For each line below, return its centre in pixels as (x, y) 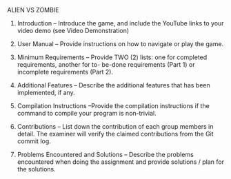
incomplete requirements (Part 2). (65, 72)
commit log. (34, 141)
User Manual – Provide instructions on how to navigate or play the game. (120, 44)
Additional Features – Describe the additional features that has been (113, 85)
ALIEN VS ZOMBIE (33, 10)
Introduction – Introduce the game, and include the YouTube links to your (120, 23)
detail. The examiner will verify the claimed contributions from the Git (115, 134)
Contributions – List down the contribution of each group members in (115, 126)
